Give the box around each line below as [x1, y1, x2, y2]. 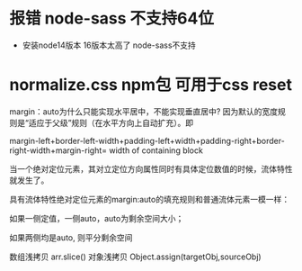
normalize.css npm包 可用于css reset [9, 75, 292, 95]
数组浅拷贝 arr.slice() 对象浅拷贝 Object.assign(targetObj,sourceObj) [9, 251, 262, 262]
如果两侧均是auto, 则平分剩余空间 [9, 231, 133, 243]
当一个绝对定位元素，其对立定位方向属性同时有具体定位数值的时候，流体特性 [9, 163, 293, 174]
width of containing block [109, 145, 204, 156]
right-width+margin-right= [9, 145, 108, 156]
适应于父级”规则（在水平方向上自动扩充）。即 [28, 117, 194, 128]
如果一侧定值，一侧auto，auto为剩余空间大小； [9, 212, 184, 223]
